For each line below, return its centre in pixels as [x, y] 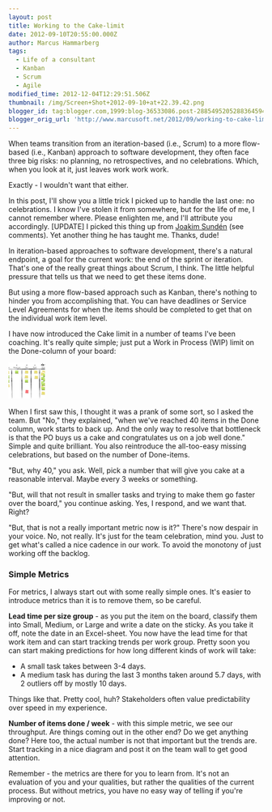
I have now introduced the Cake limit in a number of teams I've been [122, 334]
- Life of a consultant [55, 60]
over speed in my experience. [58, 708]
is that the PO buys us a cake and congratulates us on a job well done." [127, 438]
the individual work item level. [58, 318]
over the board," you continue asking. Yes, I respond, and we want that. [127, 504]
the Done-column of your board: [62, 351]
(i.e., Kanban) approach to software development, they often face [140, 152]
